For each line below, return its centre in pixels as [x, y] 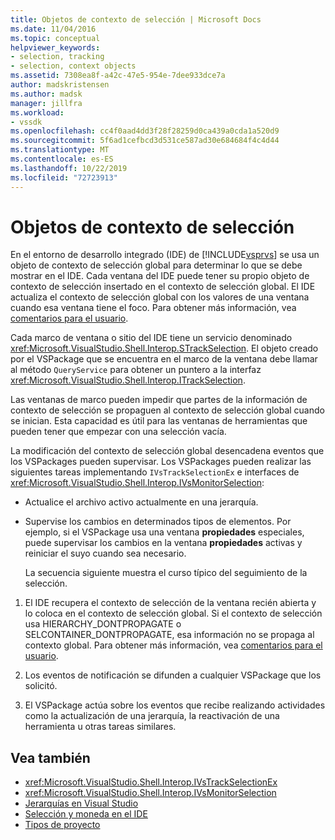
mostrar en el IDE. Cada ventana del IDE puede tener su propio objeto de [160, 276]
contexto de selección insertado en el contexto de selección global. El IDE [163, 287]
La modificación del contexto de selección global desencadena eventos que [167, 451]
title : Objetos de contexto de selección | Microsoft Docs [136, 19]
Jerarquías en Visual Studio [81, 803]
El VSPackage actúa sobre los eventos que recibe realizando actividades [175, 705]
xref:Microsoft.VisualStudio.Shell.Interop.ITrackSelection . [128, 380]
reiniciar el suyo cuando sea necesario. [105, 553]
